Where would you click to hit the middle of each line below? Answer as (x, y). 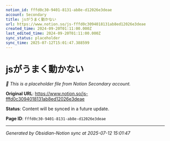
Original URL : (20, 93)
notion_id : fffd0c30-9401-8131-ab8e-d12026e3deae (59, 10)
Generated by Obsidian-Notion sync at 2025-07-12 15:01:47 (68, 133)
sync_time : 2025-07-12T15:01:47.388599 (48, 43)
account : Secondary (26, 15)
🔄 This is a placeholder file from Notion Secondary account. (68, 83)
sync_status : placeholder (33, 38)
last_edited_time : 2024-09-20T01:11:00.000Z (53, 33)
